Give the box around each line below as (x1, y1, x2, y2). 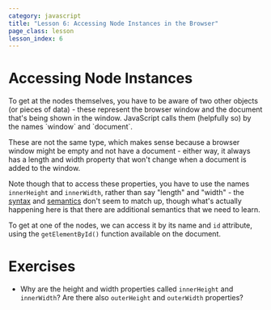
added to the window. (8, 163, 81, 173)
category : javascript (8, 11, 82, 20)
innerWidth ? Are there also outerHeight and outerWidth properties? (19, 293, 244, 303)
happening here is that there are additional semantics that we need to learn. (8, 205, 260, 214)
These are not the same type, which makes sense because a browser (8, 138, 240, 147)
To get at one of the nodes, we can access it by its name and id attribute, (8, 220, 253, 231)
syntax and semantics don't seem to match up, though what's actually (8, 196, 243, 206)
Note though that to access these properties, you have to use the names (8, 179, 250, 189)
